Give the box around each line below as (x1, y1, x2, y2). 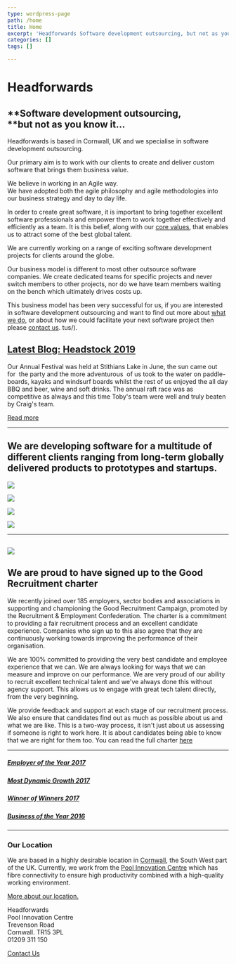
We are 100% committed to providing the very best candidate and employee (7, 655, 228, 663)
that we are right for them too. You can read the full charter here (7, 735, 193, 744)
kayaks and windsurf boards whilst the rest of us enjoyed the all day (30, 377, 228, 385)
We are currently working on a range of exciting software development (7, 244, 212, 252)
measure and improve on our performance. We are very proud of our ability (7, 669, 225, 679)
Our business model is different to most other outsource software (7, 265, 197, 273)
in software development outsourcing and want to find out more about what (7, 309, 226, 316)
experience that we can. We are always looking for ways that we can (7, 662, 206, 671)
